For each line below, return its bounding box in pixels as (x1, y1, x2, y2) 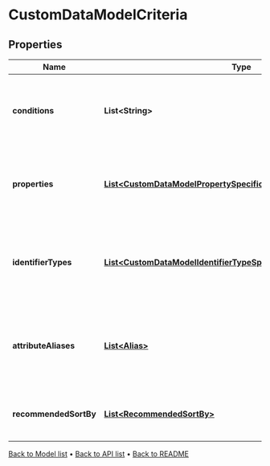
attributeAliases (12, 340, 75, 351)
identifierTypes (12, 257, 72, 268)
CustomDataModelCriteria (8, 6, 188, 24)
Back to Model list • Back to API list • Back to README (8, 449, 189, 459)
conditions (12, 105, 55, 116)
